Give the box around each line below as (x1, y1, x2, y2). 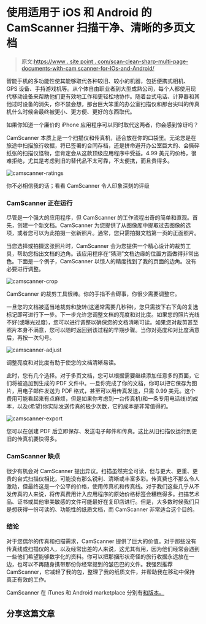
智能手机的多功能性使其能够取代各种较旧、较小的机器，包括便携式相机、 (6, 77, 189, 85)
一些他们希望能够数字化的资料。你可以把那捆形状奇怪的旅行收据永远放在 (6, 553, 189, 560)
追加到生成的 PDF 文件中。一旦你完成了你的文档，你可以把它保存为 (22, 380, 192, 387)
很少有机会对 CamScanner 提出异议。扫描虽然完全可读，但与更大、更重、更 (6, 467, 198, 474)
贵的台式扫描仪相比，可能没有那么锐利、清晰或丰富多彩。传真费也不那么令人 (6, 475, 200, 482)
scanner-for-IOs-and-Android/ (77, 64, 154, 72)
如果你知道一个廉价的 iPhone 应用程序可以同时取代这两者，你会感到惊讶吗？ (6, 121, 199, 128)
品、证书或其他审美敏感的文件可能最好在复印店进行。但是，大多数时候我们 (6, 498, 194, 505)
